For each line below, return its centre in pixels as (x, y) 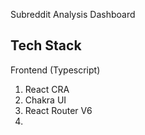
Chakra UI (45, 100)
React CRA (47, 89)
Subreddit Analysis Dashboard (73, 14)
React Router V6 (58, 110)
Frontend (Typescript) (55, 70)
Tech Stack (46, 45)
